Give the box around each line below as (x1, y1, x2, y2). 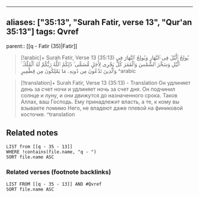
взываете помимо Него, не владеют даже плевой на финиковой (20, 104, 184, 112)
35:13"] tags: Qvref (6, 27, 79, 37)
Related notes (6, 128, 58, 138)
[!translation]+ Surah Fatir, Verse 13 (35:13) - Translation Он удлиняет (20, 79, 191, 86)
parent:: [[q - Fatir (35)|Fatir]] (6, 42, 78, 49)
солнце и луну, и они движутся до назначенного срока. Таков (20, 91, 178, 99)
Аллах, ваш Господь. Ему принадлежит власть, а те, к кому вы (20, 98, 179, 105)
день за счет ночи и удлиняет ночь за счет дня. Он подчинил (20, 85, 176, 93)
